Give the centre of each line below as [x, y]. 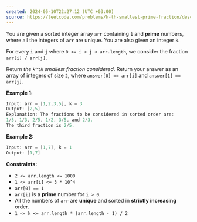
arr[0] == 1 [29, 189]
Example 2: [20, 136]
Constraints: [22, 164]
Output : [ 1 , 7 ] [23, 153]
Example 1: [20, 93]
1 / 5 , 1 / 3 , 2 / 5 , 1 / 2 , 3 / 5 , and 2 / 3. [50, 120]
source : [16, 17]
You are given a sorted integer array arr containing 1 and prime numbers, [95, 33]
